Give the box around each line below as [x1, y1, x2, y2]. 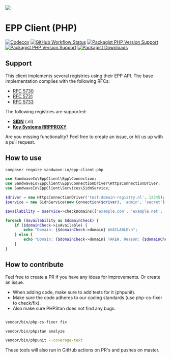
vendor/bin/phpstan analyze [5, 329, 65, 334]
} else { [14, 232, 33, 237]
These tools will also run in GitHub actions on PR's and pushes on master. [5, 347, 160, 353]
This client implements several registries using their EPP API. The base [5, 73, 154, 79]
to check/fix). [12, 300, 41, 306]
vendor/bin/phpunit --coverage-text [5, 338, 83, 343]
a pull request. [5, 139, 36, 145]
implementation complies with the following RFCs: [5, 78, 110, 84]
